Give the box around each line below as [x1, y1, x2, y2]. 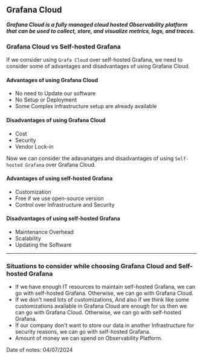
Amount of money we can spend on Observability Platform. [14, 335, 163, 342]
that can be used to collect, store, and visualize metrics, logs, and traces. [6, 27, 195, 34]
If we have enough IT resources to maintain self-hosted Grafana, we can [14, 283, 196, 291]
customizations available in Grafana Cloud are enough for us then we [14, 302, 187, 310]
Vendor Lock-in [14, 143, 54, 150]
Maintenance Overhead [14, 228, 74, 235]
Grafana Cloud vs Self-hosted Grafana [6, 42, 121, 51]
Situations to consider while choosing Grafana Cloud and [6, 262, 177, 270]
